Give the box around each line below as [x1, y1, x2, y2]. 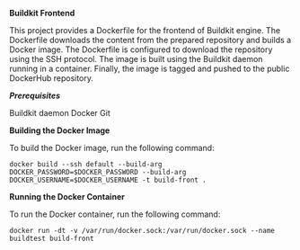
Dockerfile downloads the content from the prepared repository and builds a [9, 35, 292, 45]
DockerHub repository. [9, 73, 94, 84]
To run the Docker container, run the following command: [9, 209, 221, 219]
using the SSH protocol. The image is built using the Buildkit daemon [9, 54, 263, 64]
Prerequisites [9, 90, 61, 101]
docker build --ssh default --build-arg [9, 160, 163, 169]
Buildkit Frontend [9, 8, 75, 18]
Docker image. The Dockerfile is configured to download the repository [9, 44, 273, 55]
